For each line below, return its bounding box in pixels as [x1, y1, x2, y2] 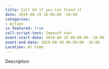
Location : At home [5, 44, 44, 49]
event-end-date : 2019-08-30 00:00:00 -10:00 [5, 40, 100, 45]
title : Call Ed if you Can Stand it [5, 7, 82, 12]
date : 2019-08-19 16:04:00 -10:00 [5, 12, 78, 17]
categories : [5, 16, 30, 21]
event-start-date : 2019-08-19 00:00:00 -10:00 [5, 35, 104, 40]
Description [5, 58, 29, 64]
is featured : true [5, 26, 44, 31]
